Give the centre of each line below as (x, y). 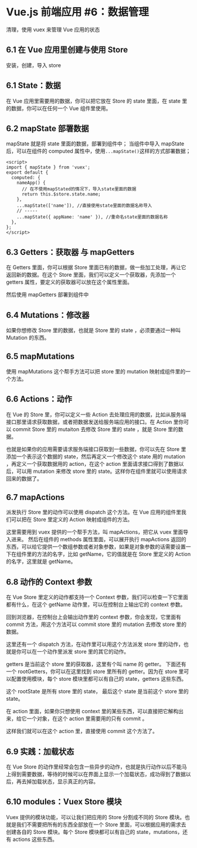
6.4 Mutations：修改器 (48, 315)
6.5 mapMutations (40, 357)
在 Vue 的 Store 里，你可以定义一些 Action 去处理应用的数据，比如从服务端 (96, 414)
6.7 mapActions (35, 497)
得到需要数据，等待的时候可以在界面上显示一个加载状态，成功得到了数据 (98, 774)
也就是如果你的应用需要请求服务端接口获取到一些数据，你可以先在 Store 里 (96, 449)
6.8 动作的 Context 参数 (49, 582)
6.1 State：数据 (33, 86)
